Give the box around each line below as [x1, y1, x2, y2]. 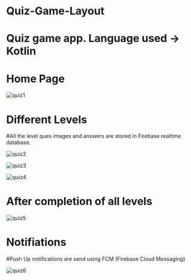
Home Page [6, 72, 65, 85]
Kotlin [6, 44, 37, 58]
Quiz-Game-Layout [6, 4, 105, 18]
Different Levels [6, 113, 87, 127]
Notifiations [6, 236, 67, 249]
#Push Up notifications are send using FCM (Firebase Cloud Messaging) [6, 255, 186, 263]
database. [6, 139, 31, 146]
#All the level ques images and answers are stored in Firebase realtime [6, 133, 181, 140]
